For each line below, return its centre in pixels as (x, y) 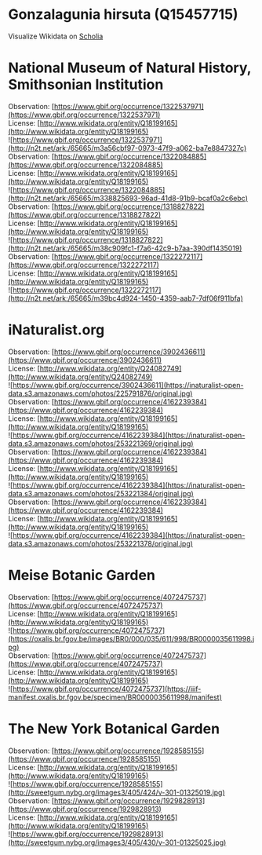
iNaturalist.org (56, 330)
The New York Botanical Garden (114, 729)
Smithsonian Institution (86, 85)
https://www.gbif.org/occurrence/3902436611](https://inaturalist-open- (128, 385)
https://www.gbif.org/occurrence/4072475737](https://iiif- (107, 689)
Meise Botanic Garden (82, 575)
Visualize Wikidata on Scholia (56, 36)
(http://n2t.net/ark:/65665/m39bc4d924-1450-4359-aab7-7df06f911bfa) (126, 298)
